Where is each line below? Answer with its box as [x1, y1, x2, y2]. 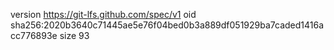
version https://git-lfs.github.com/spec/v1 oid [10, 9, 197, 20]
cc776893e [10, 30, 58, 41]
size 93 [59, 30, 90, 41]
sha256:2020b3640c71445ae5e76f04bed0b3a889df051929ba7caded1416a [10, 19, 325, 31]
